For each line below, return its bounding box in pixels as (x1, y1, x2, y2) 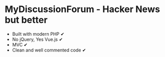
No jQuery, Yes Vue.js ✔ (12, 36, 63, 42)
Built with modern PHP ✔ (12, 31, 64, 37)
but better (5, 14, 48, 26)
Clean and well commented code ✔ (12, 47, 86, 53)
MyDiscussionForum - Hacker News (5, 4, 160, 15)
